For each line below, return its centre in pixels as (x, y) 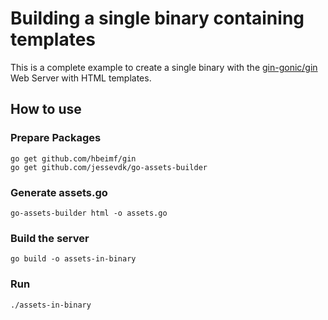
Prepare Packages (56, 138)
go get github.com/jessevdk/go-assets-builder (109, 167)
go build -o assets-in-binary (73, 259)
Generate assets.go (59, 192)
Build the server (50, 238)
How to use (46, 109)
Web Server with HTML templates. (81, 78)
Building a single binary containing (157, 18)
